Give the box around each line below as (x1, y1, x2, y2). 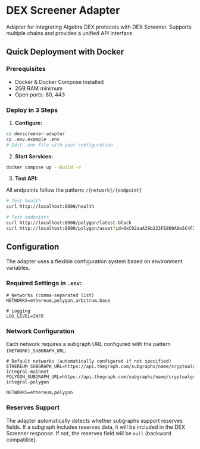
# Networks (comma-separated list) (6, 292, 95, 298)
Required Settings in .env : (6, 279, 82, 287)
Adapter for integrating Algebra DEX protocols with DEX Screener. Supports (6, 23, 192, 30)
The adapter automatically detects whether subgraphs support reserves (6, 417, 183, 424)
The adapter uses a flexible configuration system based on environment (6, 257, 183, 265)
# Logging (6, 308, 31, 314)
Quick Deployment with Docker (6, 47, 124, 57)
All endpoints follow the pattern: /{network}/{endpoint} (6, 186, 142, 194)
